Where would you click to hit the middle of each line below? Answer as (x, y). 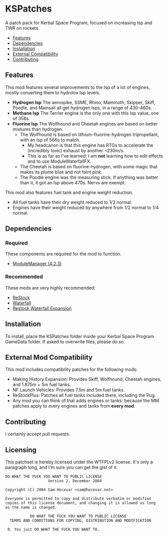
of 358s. (21, 118)
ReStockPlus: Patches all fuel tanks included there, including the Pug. (84, 395)
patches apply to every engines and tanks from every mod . (74, 406)
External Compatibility (35, 54)
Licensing (21, 450)
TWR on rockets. (23, 28)
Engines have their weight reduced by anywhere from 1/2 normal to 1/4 (86, 208)
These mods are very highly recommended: (50, 288)
